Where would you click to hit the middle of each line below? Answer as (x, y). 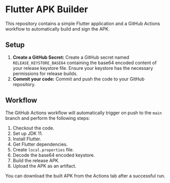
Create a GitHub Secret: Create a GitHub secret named (71, 57)
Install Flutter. (27, 139)
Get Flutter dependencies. (40, 144)
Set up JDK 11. (28, 133)
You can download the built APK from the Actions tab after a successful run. (86, 176)
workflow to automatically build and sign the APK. (57, 29)
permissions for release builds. (45, 73)
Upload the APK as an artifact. (44, 166)
